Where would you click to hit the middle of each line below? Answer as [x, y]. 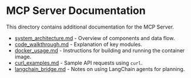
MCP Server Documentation [76, 11]
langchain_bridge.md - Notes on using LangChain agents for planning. [100, 69]
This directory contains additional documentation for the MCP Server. [90, 27]
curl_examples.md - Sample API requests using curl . [78, 63]
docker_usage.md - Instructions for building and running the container [100, 50]
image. [23, 56]
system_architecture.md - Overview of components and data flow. [95, 38]
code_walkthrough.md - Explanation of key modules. [78, 44]
